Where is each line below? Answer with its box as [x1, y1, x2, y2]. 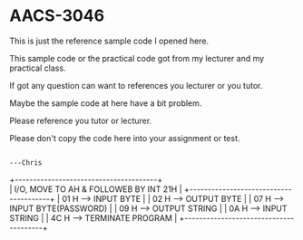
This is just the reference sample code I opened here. [9, 35, 210, 46]
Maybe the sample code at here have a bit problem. [9, 97, 202, 109]
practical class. [9, 62, 66, 73]
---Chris [9, 158, 43, 168]
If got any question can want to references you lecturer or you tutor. [9, 80, 263, 91]
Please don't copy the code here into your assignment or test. [9, 132, 240, 143]
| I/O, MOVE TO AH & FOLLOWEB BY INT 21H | [9, 183, 183, 195]
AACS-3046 [9, 5, 105, 26]
